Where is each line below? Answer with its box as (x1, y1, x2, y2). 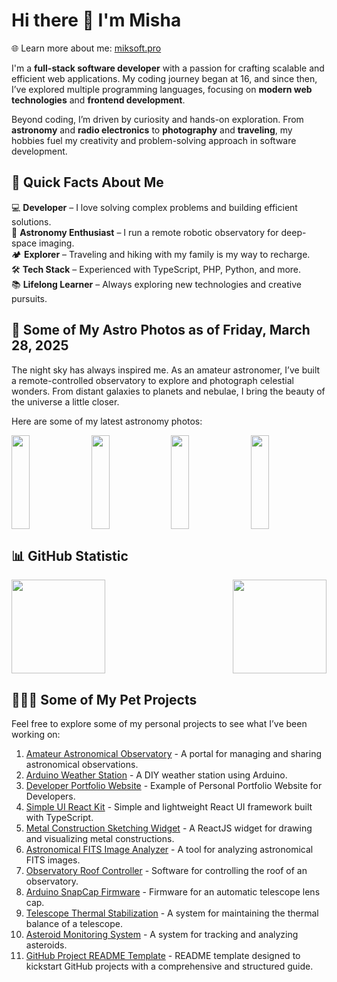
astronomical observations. (25, 759, 139, 771)
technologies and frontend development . (11, 94, 186, 106)
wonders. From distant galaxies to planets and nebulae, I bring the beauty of (11, 385, 326, 397)
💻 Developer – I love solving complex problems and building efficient (11, 201, 298, 213)
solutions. (11, 215, 52, 228)
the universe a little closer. (11, 395, 120, 408)
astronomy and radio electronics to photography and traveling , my (11, 124, 293, 136)
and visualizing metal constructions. (25, 833, 175, 845)
